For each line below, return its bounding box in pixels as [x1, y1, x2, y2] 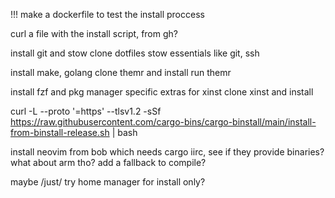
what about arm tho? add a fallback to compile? [10, 157, 207, 168]
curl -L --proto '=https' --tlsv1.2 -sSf [10, 105, 162, 117]
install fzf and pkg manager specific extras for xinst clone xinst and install [10, 86, 314, 98]
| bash [111, 127, 138, 138]
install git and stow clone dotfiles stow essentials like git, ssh [10, 47, 260, 59]
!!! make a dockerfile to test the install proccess [10, 9, 205, 20]
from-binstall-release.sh [10, 127, 110, 138]
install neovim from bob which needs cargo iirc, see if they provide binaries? [10, 146, 325, 158]
